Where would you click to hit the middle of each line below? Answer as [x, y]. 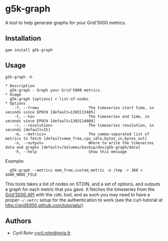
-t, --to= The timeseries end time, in [82, 116]
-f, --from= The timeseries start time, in [84, 108]
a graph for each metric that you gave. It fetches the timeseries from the [80, 189]
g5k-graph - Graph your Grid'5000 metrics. [56, 90]
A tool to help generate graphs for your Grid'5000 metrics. [66, 23]
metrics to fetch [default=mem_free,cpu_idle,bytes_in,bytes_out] [76, 139]
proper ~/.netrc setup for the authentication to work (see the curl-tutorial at [84, 200]
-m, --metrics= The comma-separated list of [82, 134]
